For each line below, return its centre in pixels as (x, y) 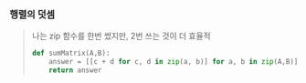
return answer (75, 70)
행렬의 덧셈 (32, 14)
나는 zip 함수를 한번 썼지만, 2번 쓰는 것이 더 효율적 (121, 36)
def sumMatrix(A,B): (71, 53)
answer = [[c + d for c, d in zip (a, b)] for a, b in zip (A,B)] (174, 62)
